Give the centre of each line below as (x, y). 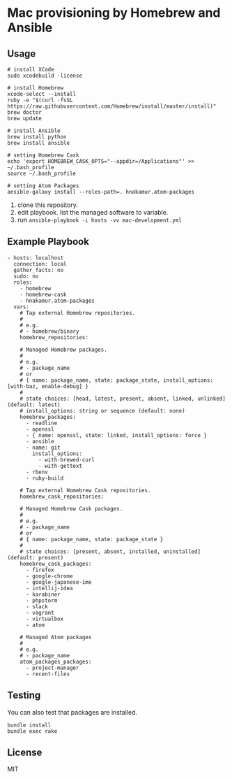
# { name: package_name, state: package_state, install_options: (117, 380)
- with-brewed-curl (67, 459)
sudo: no (26, 276)
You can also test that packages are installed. (72, 712)
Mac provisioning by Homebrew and (114, 13)
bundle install (29, 725)
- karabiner (43, 594)
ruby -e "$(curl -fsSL (40, 100)
